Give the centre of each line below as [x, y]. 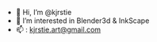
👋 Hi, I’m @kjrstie [44, 12]
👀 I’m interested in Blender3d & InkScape [82, 21]
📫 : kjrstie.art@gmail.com [58, 29]
